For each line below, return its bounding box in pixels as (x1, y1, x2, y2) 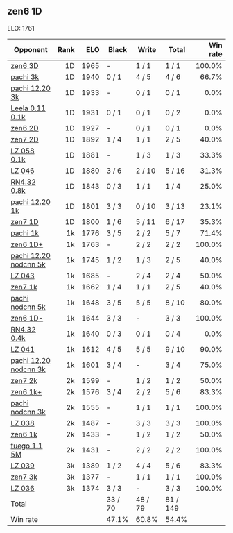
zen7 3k (10, 472, 38, 482)
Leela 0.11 (10, 103, 46, 113)
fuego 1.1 (10, 441, 43, 450)
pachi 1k (10, 228, 40, 238)
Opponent (13, 44, 48, 54)
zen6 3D (10, 60, 39, 70)
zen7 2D (10, 135, 39, 144)
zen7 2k (10, 375, 38, 385)
